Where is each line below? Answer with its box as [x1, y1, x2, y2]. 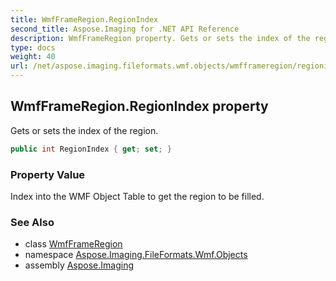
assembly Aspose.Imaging [24, 259, 135, 271]
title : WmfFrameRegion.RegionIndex [10, 14, 159, 25]
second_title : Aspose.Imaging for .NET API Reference [10, 24, 240, 34]
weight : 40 [10, 52, 56, 62]
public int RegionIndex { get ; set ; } [10, 144, 172, 154]
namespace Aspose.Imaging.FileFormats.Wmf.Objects [24, 249, 248, 261]
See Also [10, 215, 55, 229]
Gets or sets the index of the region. [10, 124, 159, 136]
